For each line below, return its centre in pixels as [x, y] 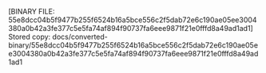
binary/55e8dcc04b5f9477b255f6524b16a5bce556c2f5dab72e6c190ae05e [133, 45]
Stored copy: [30, 36]
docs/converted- [80, 36]
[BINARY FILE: [32, 12]
